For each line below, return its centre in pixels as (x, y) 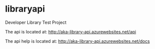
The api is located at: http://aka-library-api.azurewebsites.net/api (71, 32)
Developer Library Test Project (36, 22)
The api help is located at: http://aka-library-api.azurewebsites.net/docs (77, 41)
